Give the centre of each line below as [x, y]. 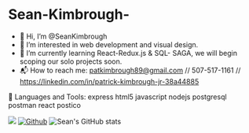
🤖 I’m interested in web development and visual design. [109, 44]
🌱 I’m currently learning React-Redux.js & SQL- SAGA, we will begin [128, 53]
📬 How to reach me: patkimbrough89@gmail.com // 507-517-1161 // [130, 70]
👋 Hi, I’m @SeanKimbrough [63, 36]
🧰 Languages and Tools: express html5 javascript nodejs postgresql [117, 97]
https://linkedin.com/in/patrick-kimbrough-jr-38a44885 [109, 81]
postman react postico [44, 105]
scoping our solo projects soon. [71, 61]
